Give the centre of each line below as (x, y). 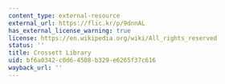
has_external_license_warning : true (70, 30)
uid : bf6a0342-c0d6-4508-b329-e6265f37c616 (82, 61)
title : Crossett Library (50, 53)
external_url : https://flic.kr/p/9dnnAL (77, 23)
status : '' (27, 46)
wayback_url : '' (35, 68)
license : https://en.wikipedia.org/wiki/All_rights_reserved (113, 38)
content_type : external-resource (64, 16)
